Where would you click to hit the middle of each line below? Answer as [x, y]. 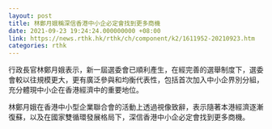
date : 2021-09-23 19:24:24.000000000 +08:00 [85, 31]
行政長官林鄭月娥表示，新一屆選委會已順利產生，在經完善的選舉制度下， [129, 70]
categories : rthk [38, 46]
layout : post [30, 16]
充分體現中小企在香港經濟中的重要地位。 [76, 90]
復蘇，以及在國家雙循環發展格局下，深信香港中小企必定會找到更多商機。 [129, 117]
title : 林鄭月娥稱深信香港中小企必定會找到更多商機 [84, 23]
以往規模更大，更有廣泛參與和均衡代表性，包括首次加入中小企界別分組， [143, 80]
